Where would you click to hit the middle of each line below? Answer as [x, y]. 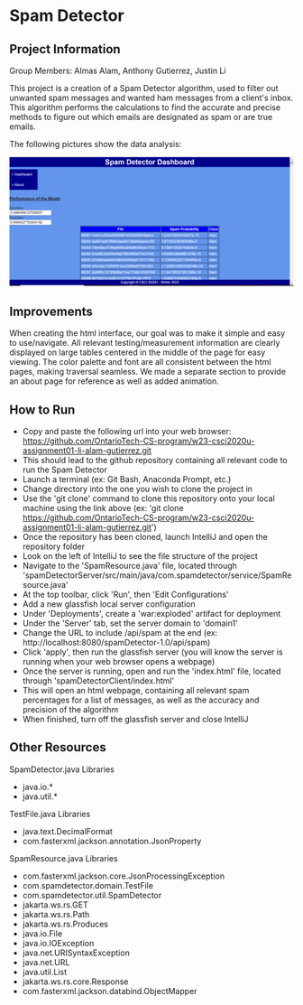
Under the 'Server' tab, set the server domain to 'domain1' [130, 623]
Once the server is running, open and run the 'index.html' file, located [151, 671]
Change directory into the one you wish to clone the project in [137, 489]
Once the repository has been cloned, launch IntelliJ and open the [145, 536]
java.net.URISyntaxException [76, 953]
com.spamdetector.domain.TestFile [87, 885]
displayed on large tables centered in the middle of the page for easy [138, 352]
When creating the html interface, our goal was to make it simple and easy [147, 333]
